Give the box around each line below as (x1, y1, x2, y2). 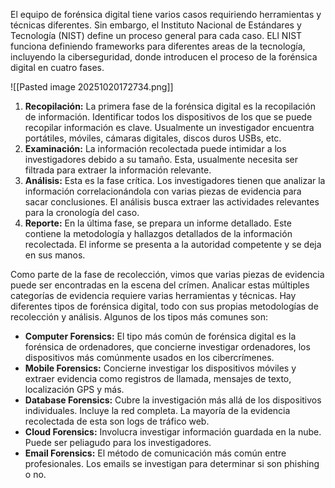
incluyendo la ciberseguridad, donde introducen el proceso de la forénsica (10, 51, 318, 63)
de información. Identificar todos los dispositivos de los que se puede (24, 111, 313, 123)
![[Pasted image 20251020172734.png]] (10, 81, 174, 93)
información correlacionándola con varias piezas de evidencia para (24, 185, 302, 197)
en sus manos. (24, 249, 86, 261)
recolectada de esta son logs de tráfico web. (24, 415, 210, 427)
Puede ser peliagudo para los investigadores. (24, 437, 212, 448)
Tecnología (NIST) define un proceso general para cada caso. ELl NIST (10, 30, 303, 41)
